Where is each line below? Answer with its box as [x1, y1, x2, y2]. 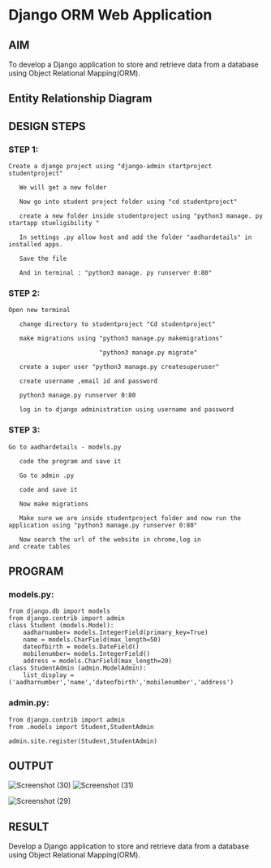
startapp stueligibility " [8, 219, 100, 228]
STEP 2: [8, 288, 41, 298]
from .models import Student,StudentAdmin [8, 723, 154, 731]
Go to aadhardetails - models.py [8, 443, 122, 451]
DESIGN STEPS [8, 119, 87, 133]
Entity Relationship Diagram [8, 92, 153, 106]
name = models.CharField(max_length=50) [23, 636, 161, 644]
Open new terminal [8, 306, 71, 315]
